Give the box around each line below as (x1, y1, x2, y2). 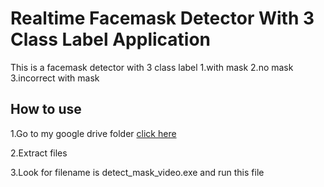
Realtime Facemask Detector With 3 (10, 7, 315, 30)
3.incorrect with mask (10, 72, 100, 84)
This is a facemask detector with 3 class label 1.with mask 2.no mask (10, 61, 294, 73)
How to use (10, 101, 82, 118)
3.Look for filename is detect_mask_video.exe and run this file (10, 166, 265, 178)
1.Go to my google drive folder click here (10, 127, 177, 139)
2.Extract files (10, 147, 68, 159)
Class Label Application (10, 28, 212, 51)
